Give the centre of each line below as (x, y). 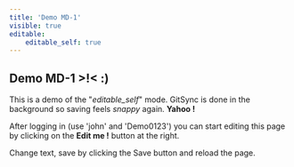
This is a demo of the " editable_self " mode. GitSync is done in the (130, 99)
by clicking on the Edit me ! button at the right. (94, 136)
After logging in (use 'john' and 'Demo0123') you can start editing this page (147, 126)
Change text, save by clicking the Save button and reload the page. (132, 153)
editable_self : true (63, 42)
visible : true (36, 26)
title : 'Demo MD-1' (45, 17)
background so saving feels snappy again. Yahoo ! (102, 109)
